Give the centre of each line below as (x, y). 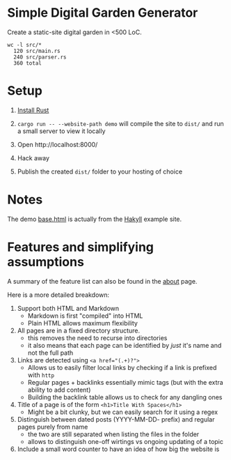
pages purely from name (53, 427)
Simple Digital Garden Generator (103, 13)
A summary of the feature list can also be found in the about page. (102, 281)
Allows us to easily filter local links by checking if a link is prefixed (122, 367)
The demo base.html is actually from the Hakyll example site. (95, 219)
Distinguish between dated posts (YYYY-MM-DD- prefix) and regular (116, 419)
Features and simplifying (81, 247)
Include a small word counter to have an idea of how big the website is (118, 449)
